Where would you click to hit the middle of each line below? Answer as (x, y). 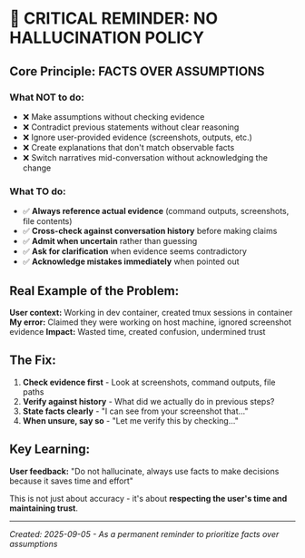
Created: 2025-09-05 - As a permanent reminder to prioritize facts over (144, 534)
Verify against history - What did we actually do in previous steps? (148, 401)
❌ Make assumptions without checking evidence (113, 116)
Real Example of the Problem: (94, 291)
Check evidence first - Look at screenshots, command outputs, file (149, 382)
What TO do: (38, 191)
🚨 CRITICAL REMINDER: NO (114, 19)
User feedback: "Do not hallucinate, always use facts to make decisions (144, 471)
